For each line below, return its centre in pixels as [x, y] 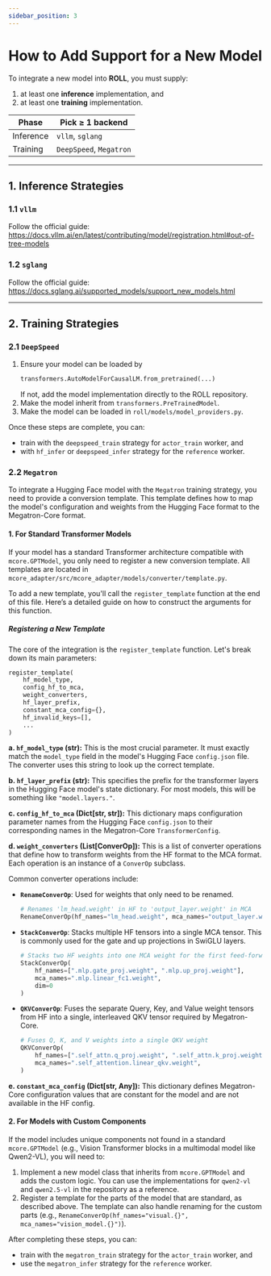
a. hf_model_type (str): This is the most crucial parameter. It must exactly [129, 748]
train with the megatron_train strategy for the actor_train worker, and [136, 1255]
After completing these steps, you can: [73, 1240]
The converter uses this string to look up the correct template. [112, 765]
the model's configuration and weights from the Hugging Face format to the [134, 507]
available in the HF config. [52, 1103]
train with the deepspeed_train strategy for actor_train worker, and [131, 443]
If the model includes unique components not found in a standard [117, 1140]
